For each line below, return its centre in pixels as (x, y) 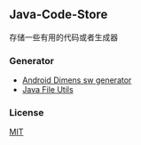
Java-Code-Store (59, 15)
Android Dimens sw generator (77, 80)
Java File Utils (47, 90)
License (27, 113)
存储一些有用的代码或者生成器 (63, 37)
